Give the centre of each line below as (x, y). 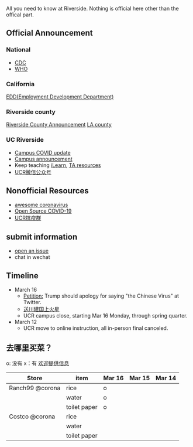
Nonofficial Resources (47, 191)
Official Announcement (49, 33)
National (18, 50)
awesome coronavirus (41, 205)
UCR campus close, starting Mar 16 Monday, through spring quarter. (106, 316)
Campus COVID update (43, 152)
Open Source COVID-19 (43, 211)
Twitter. (32, 302)
